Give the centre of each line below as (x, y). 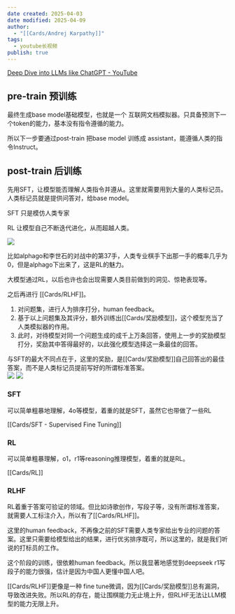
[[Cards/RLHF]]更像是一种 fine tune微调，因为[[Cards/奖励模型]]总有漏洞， (115, 586)
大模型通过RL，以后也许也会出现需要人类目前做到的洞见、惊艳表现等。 (109, 279)
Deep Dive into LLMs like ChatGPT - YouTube (72, 72)
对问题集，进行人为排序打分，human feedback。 (88, 309)
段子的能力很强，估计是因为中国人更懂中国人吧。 (78, 571)
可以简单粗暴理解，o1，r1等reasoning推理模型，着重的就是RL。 (98, 459)
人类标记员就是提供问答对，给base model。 (70, 198)
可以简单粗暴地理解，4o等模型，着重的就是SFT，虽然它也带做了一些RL (109, 410)
